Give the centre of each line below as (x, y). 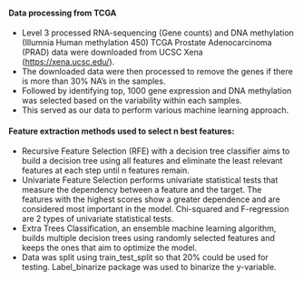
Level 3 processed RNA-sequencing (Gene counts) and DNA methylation (157, 33)
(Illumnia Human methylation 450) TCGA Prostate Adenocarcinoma (147, 43)
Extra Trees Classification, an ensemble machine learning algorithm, (149, 228)
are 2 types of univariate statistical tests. (98, 219)
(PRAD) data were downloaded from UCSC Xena (112, 52)
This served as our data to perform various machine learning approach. (155, 110)
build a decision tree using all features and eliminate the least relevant (152, 161)
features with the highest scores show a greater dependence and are (151, 199)
